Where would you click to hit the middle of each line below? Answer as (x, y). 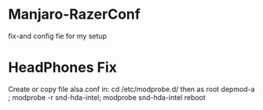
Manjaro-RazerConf (75, 14)
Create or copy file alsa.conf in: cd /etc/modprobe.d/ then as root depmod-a (131, 89)
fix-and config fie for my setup (58, 36)
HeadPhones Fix (63, 67)
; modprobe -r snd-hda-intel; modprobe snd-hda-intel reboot (107, 97)
